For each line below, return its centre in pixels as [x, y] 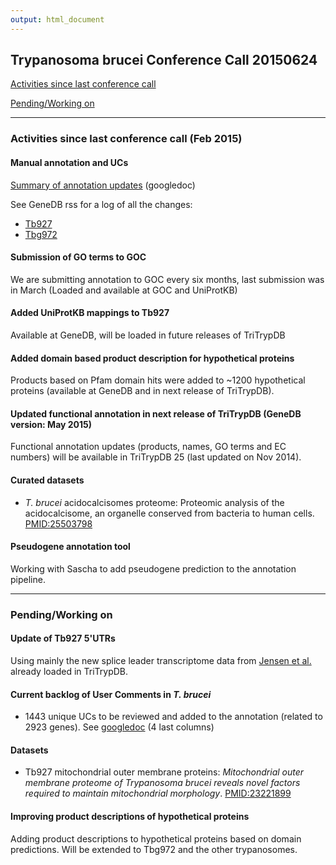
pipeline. [28, 579]
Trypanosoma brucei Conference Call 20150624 [164, 60]
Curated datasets [47, 480]
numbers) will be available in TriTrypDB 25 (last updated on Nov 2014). [156, 457]
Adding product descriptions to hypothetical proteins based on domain [156, 838]
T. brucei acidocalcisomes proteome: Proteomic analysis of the [154, 502]
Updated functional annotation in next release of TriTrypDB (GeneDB [156, 413]
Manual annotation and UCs [69, 162]
